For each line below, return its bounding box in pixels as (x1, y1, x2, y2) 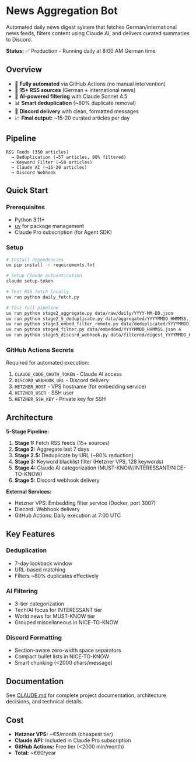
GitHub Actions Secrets (6, 346, 74, 354)
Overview (6, 64, 43, 74)
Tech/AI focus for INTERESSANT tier (14, 607, 103, 614)
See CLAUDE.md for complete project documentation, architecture (6, 692, 166, 699)
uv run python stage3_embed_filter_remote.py (6, 321, 118, 327)
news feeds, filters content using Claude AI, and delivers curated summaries (6, 29, 190, 36)
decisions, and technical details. (6, 698, 83, 705)
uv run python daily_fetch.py (6, 294, 80, 300)
